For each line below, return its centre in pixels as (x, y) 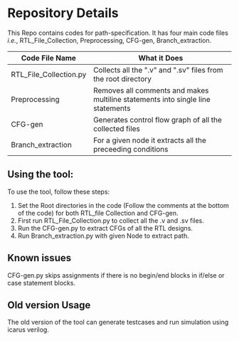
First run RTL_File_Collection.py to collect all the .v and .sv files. (111, 220)
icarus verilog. (28, 330)
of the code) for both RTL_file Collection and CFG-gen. (98, 213)
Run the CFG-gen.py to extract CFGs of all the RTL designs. (105, 228)
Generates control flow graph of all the (158, 120)
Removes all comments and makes (151, 90)
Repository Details (63, 13)
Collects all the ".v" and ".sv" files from (158, 70)
